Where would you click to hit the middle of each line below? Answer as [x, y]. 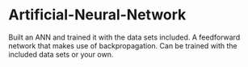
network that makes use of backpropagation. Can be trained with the [123, 45]
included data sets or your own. [61, 54]
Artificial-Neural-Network [97, 15]
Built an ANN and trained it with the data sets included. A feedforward [124, 37]
